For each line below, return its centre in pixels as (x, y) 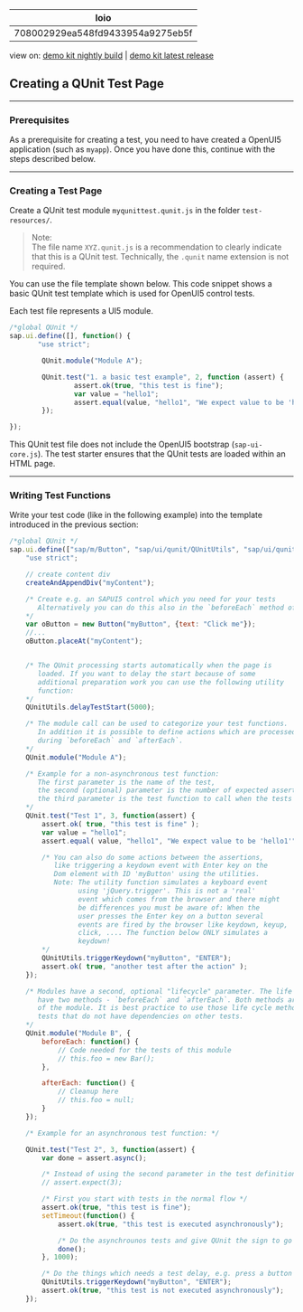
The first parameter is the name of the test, (127, 782)
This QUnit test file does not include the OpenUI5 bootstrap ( (122, 444)
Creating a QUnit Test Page (87, 84)
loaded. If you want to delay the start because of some (147, 674)
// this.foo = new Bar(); (106, 1058)
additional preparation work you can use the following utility (161, 682)
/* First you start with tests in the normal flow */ (145, 1199)
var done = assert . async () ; (94, 1158)
